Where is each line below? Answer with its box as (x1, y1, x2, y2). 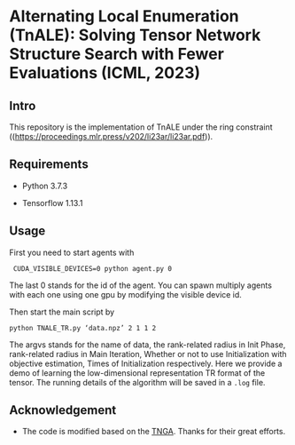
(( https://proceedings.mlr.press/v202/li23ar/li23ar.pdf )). (9, 131, 213, 141)
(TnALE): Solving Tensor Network (9, 25, 261, 45)
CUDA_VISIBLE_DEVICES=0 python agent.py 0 (12, 264, 173, 273)
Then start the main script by (9, 306, 115, 317)
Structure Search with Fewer (9, 44, 224, 64)
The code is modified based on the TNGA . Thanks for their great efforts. (21, 426, 286, 437)
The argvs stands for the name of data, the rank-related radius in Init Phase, (9, 339, 286, 350)
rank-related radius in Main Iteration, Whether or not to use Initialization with (9, 348, 287, 359)
